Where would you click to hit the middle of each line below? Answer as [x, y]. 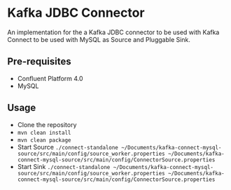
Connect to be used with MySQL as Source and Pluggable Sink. [99, 39]
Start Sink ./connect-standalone [64, 166]
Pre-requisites [39, 62]
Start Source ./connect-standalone [68, 147]
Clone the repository [47, 124]
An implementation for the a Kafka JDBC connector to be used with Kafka [113, 32]
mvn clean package [44, 140]
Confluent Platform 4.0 [50, 78]
